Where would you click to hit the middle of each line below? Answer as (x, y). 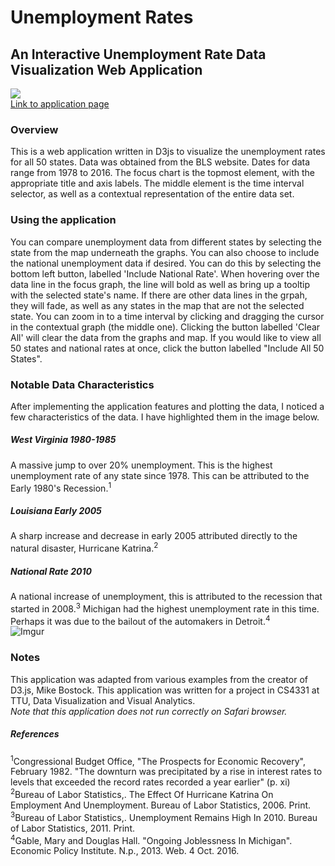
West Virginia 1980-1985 (63, 440)
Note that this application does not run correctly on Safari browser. (149, 711)
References (35, 734)
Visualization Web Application (106, 69)
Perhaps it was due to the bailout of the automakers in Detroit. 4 (140, 620)
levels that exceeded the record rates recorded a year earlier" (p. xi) (150, 782)
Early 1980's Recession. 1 (61, 487)
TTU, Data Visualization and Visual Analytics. (103, 700)
